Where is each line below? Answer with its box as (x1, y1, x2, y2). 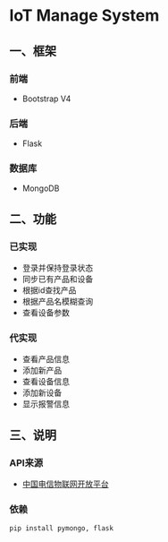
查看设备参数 (21, 307, 70, 318)
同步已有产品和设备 (21, 274, 94, 285)
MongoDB (21, 183, 60, 194)
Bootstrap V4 (21, 93, 71, 104)
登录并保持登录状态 (21, 262, 94, 273)
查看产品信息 (21, 354, 70, 365)
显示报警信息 (21, 399, 70, 409)
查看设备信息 (21, 376, 70, 387)
